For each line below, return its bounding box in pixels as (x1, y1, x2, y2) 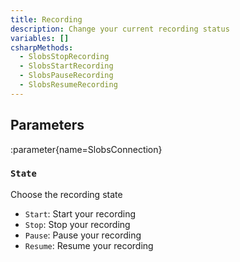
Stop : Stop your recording (24, 218, 131, 230)
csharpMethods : (10, 42, 74, 53)
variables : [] (10, 33, 70, 43)
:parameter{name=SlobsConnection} (10, 143, 163, 155)
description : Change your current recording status (10, 24, 230, 34)
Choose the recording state (10, 188, 123, 200)
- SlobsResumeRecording (19, 80, 118, 90)
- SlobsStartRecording (19, 61, 114, 71)
